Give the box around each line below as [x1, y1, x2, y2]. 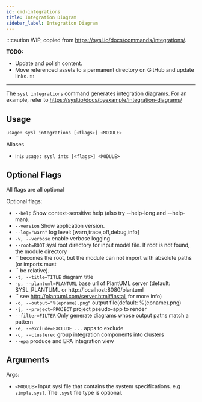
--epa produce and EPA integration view [14, 337, 114, 344]
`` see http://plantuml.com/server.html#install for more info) [14, 292, 162, 300]
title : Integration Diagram [6, 14, 77, 20]
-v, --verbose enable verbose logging [14, 234, 111, 242]
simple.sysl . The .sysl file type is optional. [14, 389, 123, 396]
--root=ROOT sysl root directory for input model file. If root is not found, [14, 241, 190, 248]
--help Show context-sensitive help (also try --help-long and [14, 209, 167, 216]
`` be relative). [14, 266, 50, 274]
